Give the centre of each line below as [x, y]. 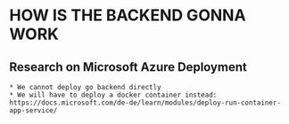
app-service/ [33, 111]
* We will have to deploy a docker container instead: [113, 95]
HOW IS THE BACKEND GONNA [128, 15]
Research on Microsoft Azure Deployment [128, 67]
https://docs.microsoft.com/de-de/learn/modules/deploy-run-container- [145, 103]
